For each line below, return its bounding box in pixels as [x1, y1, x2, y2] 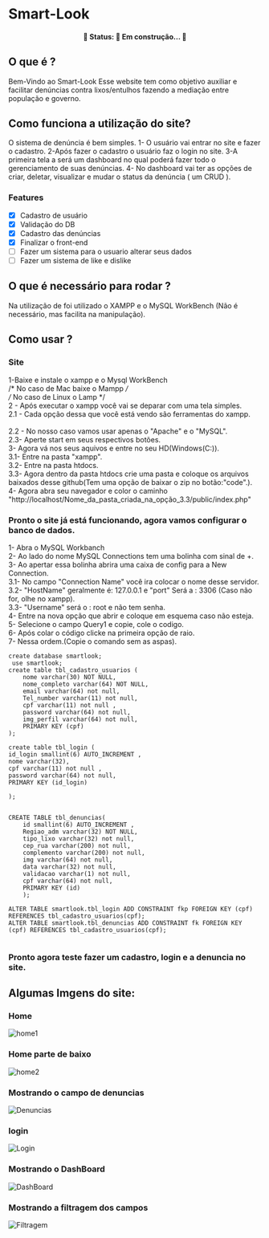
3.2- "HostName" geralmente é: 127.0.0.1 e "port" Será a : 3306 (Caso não [8, 585, 253, 595]
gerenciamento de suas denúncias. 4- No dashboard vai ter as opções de [8, 164, 253, 173]
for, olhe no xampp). [8, 593, 75, 603]
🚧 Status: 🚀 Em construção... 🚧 [83, 31, 187, 41]
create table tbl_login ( [8, 743, 95, 751]
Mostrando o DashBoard [8, 1163, 106, 1175]
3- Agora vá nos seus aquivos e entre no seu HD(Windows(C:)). [8, 443, 219, 453]
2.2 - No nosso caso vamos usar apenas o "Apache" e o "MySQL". [8, 426, 228, 436]
